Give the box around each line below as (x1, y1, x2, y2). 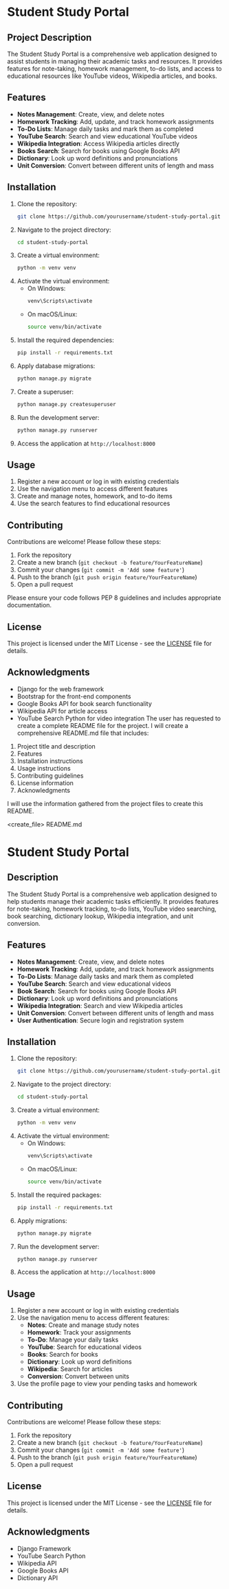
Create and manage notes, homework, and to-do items (17, 492, 173, 500)
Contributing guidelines (17, 771, 84, 780)
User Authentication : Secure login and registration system (17, 1016, 184, 1024)
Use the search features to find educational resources (17, 499, 171, 507)
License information (17, 778, 74, 787)
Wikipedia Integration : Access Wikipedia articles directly (17, 139, 180, 148)
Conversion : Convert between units (27, 1373, 129, 1381)
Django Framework (17, 1544, 72, 1552)
